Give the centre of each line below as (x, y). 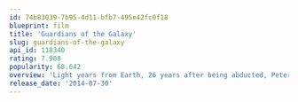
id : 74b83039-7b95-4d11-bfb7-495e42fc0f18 (89, 17)
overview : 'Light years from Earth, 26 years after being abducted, (138, 75)
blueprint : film (39, 26)
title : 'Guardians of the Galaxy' (73, 34)
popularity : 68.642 (45, 67)
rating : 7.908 (35, 59)
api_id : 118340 (37, 51)
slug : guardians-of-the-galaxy (67, 42)
